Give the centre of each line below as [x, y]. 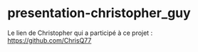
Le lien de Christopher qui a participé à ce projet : [80, 33]
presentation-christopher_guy [99, 13]
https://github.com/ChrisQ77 [49, 40]
